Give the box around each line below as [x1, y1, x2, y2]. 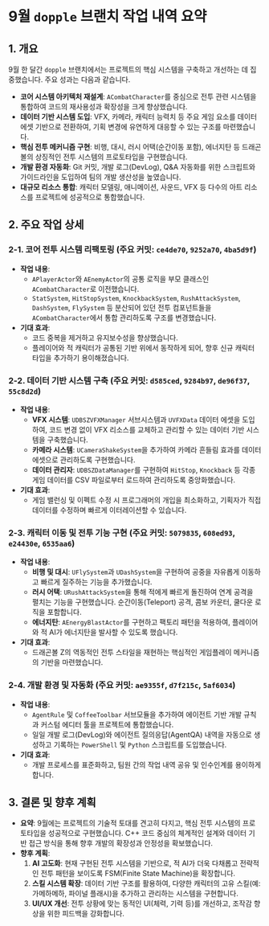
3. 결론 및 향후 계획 [8, 795, 96, 809]
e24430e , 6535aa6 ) [8, 538, 75, 549]
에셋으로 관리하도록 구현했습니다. [31, 455, 136, 465]
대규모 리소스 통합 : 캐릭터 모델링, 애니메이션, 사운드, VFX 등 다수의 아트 [19, 182, 243, 191]
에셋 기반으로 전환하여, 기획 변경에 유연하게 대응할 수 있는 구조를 [19, 122, 222, 131]
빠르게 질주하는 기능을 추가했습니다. [40, 577, 153, 587]
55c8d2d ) [8, 385, 42, 396]
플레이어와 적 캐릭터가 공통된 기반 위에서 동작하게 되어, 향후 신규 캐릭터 [31, 342, 255, 352]
